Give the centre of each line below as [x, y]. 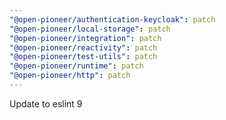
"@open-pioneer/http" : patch [70, 76]
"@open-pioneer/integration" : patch [85, 38]
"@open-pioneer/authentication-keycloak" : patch [112, 19]
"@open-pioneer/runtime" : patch [76, 66]
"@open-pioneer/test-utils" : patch [83, 57]
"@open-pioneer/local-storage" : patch [90, 29]
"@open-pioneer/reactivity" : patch [83, 47]
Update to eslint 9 [46, 103]
